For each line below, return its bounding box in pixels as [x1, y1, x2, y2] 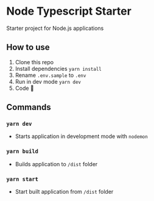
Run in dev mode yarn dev [15, 78, 81, 85]
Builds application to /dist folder [15, 160, 98, 167]
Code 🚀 [15, 84, 35, 92]
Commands [6, 102, 52, 112]
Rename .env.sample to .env [15, 71, 86, 79]
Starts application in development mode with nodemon [15, 133, 148, 140]
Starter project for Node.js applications [6, 24, 104, 32]
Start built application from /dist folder [15, 188, 114, 196]
